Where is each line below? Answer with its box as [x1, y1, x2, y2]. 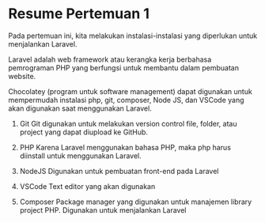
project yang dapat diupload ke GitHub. [19, 127, 149, 137]
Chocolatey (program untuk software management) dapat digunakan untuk [8, 86, 253, 96]
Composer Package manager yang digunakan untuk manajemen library [19, 197, 252, 206]
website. [8, 71, 36, 81]
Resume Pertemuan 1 [8, 5, 150, 23]
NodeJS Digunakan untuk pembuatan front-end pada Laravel [19, 166, 219, 176]
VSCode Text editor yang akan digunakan [19, 181, 156, 191]
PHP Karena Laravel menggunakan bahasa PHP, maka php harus [19, 142, 232, 152]
